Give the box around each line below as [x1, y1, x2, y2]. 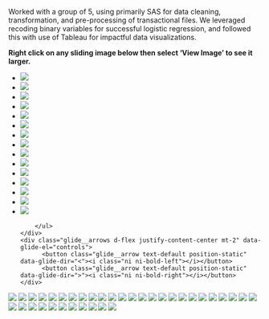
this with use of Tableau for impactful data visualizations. [8, 32, 197, 42]
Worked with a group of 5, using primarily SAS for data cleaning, [8, 7, 222, 16]
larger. [8, 56, 31, 66]
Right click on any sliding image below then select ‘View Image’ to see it [8, 48, 253, 57]
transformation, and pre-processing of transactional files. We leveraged [8, 15, 246, 25]
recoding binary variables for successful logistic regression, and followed [8, 24, 251, 33]
